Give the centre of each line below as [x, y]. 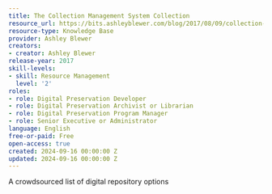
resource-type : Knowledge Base [61, 31]
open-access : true [39, 143]
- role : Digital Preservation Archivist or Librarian [101, 106]
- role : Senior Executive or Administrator [83, 121]
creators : [25, 46]
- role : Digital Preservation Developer [78, 99]
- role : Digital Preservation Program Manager [88, 114]
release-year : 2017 [41, 61]
